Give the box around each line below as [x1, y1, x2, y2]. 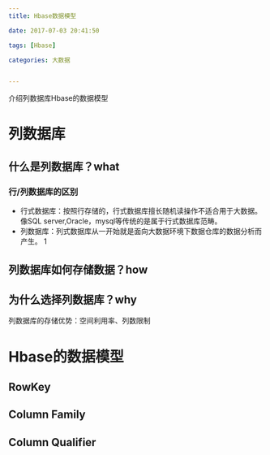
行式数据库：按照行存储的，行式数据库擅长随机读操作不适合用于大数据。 [19, 206, 262, 216]
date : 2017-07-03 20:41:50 [8, 26, 100, 35]
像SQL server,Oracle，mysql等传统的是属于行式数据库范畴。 [19, 216, 222, 226]
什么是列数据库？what [8, 159, 120, 173]
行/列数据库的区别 [8, 186, 79, 197]
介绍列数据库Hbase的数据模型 [8, 93, 109, 103]
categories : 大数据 [8, 56, 71, 64]
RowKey [8, 379, 51, 394]
